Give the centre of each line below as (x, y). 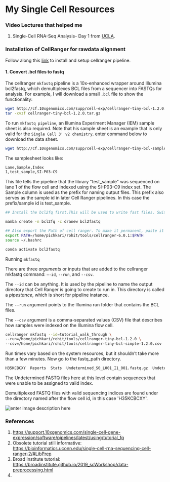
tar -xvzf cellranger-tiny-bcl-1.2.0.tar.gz (53, 113)
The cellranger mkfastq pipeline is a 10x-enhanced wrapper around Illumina (83, 83)
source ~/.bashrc (24, 240)
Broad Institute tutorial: (36, 459)
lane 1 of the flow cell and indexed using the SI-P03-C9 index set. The (78, 187)
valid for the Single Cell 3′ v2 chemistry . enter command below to (76, 134)
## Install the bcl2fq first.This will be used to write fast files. (80, 213)
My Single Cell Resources (60, 9)
